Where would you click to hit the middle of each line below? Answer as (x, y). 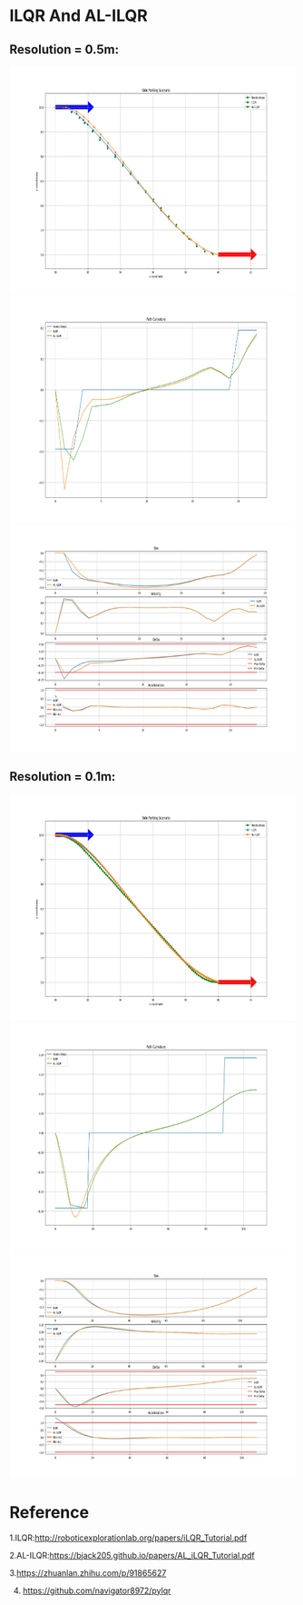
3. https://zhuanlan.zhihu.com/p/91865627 (88, 1572)
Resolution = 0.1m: (63, 777)
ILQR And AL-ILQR (78, 16)
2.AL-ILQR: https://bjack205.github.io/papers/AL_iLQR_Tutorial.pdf (132, 1555)
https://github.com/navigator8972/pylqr (97, 1590)
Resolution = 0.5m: (64, 50)
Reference (49, 1512)
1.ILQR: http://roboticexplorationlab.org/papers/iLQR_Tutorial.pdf (128, 1538)
